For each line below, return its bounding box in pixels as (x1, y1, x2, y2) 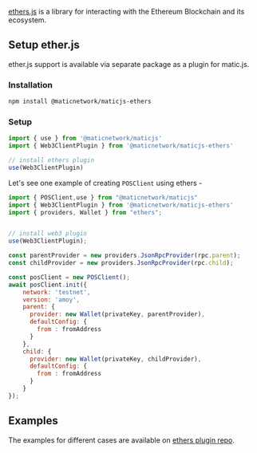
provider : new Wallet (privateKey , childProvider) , (29, 355, 202, 363)
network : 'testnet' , (22, 288, 91, 296)
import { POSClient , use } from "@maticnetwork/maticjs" (8, 193, 198, 202)
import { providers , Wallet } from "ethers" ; (8, 208, 162, 216)
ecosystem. (8, 15, 47, 25)
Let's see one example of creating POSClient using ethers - (8, 178, 203, 187)
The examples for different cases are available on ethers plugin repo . (8, 435, 235, 445)
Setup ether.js (8, 38, 80, 52)
